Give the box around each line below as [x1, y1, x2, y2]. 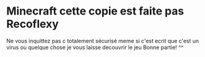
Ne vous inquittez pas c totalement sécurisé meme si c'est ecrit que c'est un [6, 37, 199, 44]
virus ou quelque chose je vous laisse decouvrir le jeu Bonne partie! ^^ [6, 44, 184, 51]
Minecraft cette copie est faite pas [6, 4, 184, 18]
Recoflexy [6, 17, 59, 31]
